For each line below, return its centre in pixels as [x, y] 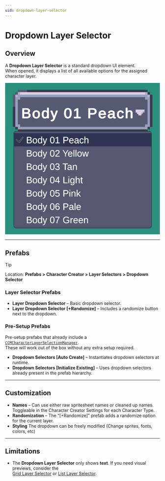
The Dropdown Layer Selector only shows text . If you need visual [79, 463]
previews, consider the [35, 468]
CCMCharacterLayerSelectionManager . [42, 342]
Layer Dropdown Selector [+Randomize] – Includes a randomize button [85, 308]
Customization [28, 393]
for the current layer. [33, 421]
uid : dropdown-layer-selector [36, 10]
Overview [20, 54]
